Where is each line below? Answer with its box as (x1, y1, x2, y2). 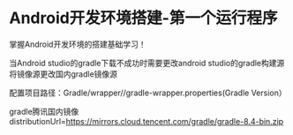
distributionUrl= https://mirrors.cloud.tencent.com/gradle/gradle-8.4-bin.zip (9, 116, 284, 126)
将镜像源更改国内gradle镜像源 (9, 68, 117, 79)
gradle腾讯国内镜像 (9, 106, 79, 116)
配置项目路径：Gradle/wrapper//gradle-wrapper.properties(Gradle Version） (9, 87, 287, 98)
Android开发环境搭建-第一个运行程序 (9, 8, 278, 28)
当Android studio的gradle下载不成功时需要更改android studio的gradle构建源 (9, 57, 285, 68)
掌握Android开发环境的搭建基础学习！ (9, 39, 146, 49)
